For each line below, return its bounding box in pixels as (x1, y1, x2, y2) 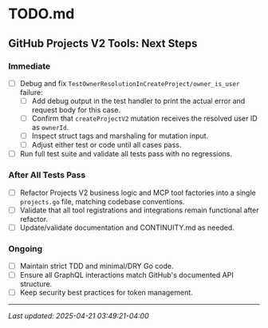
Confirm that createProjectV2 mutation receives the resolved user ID (31, 113, 258, 123)
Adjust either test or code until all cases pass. (31, 140, 182, 150)
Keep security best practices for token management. (19, 288, 193, 298)
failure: (19, 87, 43, 97)
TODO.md (8, 5, 75, 23)
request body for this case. (31, 105, 121, 114)
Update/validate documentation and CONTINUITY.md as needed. (19, 223, 235, 232)
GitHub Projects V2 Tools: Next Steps (8, 37, 198, 50)
